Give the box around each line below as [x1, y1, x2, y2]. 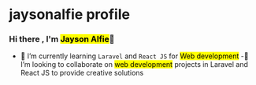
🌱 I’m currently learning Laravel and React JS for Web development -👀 [20, 51, 249, 61]
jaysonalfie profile [9, 6, 131, 24]
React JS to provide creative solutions [20, 68, 144, 78]
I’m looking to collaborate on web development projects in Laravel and [20, 60, 249, 69]
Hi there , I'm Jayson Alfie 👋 [9, 34, 115, 45]
